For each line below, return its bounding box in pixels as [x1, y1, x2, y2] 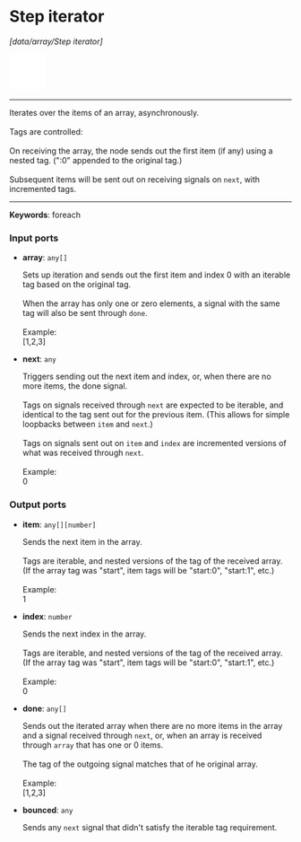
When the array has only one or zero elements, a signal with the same [21, 298, 280, 309]
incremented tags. [9, 183, 77, 194]
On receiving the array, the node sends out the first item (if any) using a [9, 145, 273, 156]
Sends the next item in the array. [21, 536, 142, 547]
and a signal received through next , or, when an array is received [21, 730, 262, 741]
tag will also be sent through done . [21, 308, 148, 319]
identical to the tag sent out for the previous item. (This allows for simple [21, 409, 290, 420]
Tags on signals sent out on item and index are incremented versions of [21, 438, 287, 449]
